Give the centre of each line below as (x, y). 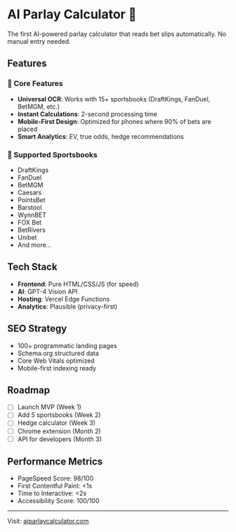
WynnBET (32, 215)
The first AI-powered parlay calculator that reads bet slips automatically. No (117, 34)
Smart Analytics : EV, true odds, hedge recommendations (100, 136)
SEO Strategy (37, 329)
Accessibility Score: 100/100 (58, 501)
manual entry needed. (39, 41)
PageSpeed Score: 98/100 (55, 478)
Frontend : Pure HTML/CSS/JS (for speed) (78, 284)
